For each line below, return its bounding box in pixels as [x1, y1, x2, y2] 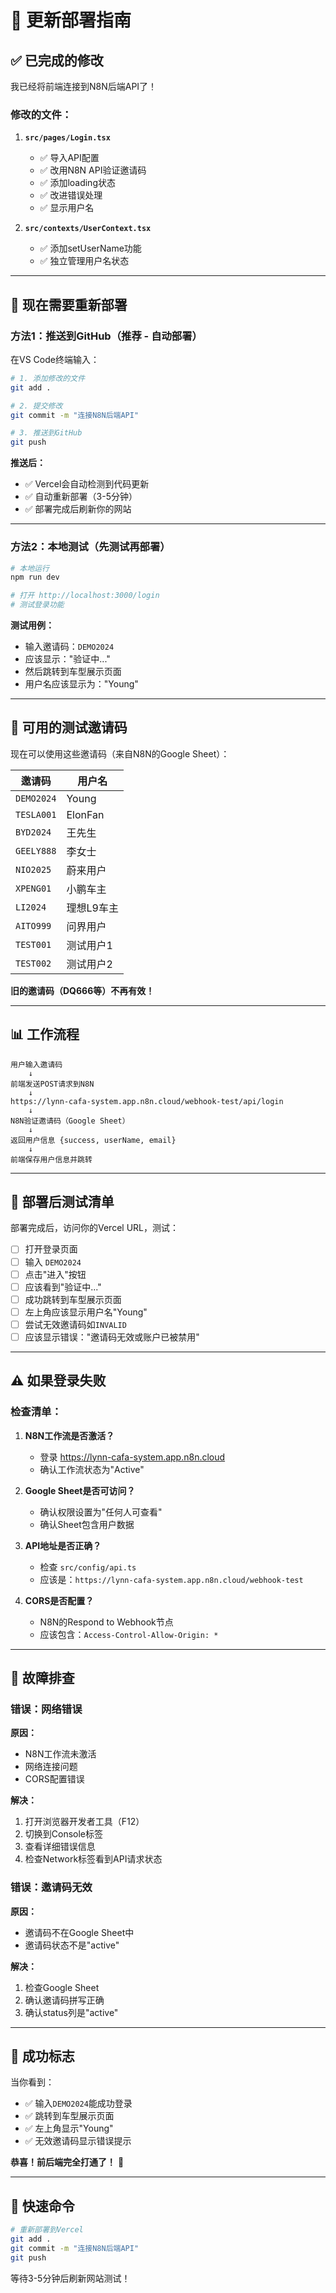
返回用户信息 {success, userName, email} [10, 1135, 177, 1145]
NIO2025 [15, 864, 52, 875]
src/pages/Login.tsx [24, 133, 111, 143]
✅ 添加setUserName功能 [39, 242, 142, 255]
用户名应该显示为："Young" [24, 678, 139, 690]
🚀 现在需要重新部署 [10, 296, 128, 313]
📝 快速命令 [10, 2197, 75, 2215]
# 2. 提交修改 [10, 401, 63, 411]
